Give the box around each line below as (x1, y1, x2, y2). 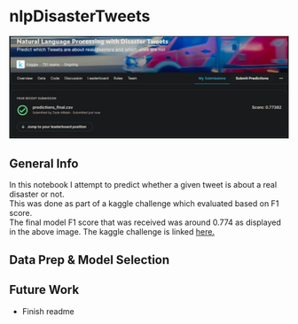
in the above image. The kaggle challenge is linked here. (9, 227, 216, 237)
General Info (9, 156, 79, 171)
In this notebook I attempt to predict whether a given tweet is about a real (9, 180, 278, 190)
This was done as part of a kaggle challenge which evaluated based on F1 (9, 198, 279, 209)
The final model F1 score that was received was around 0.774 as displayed (9, 217, 281, 228)
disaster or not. (9, 189, 65, 200)
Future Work (9, 282, 80, 297)
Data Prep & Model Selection (9, 252, 170, 267)
